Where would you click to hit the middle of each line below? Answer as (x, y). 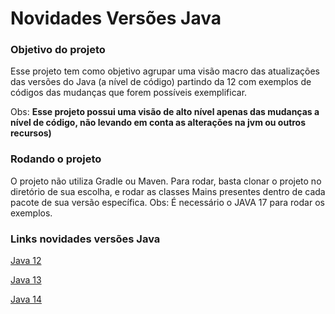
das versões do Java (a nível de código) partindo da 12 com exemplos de (161, 82)
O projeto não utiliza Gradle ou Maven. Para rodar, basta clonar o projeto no (166, 181)
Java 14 (26, 299)
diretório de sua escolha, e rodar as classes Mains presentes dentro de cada (168, 191)
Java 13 (26, 280)
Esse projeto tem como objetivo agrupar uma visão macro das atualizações (165, 71)
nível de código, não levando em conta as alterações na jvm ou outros (158, 123)
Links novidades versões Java (85, 239)
